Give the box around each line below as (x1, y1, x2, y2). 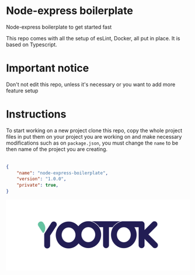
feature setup (6, 87, 39, 94)
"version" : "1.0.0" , (16, 176, 67, 182)
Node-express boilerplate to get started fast (6, 23, 112, 30)
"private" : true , (16, 183, 59, 188)
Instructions (6, 108, 67, 121)
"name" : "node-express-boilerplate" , (16, 170, 109, 176)
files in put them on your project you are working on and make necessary (6, 133, 182, 140)
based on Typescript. (6, 41, 57, 48)
